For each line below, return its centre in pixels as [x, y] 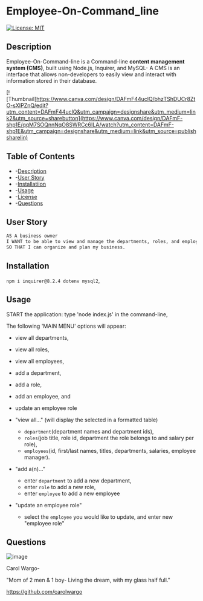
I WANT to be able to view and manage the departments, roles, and [93, 242]
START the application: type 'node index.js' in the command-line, [87, 314]
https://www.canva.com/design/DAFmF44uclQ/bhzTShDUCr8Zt [116, 99]
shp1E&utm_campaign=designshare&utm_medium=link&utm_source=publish [101, 131]
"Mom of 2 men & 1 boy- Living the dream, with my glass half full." [89, 580]
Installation [28, 266]
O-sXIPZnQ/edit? [27, 105]
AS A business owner [32, 236]
